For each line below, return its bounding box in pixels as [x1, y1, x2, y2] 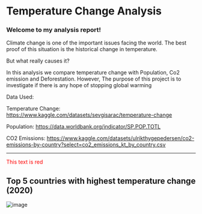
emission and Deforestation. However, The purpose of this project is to [6, 75, 182, 82]
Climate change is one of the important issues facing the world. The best [6, 39, 187, 46]
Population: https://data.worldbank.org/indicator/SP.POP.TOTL [6, 123, 161, 130]
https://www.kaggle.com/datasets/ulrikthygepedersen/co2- [46, 135, 195, 142]
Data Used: [6, 93, 34, 100]
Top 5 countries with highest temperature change [6, 176, 196, 186]
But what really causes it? [6, 57, 70, 64]
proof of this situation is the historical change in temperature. [6, 46, 158, 53]
